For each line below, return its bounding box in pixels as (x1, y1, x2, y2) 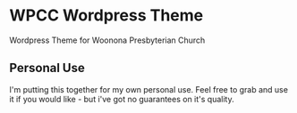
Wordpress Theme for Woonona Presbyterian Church (9, 35, 206, 45)
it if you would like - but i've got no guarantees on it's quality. (9, 93, 234, 104)
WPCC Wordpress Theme (9, 5, 204, 26)
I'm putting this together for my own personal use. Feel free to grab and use (9, 84, 289, 94)
